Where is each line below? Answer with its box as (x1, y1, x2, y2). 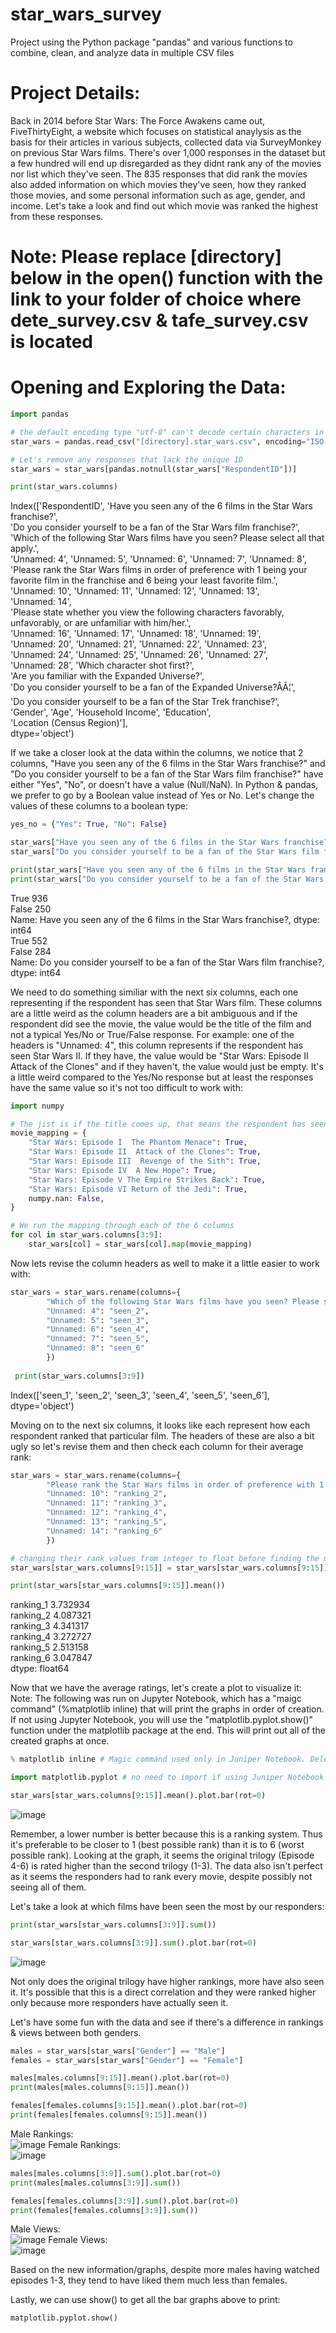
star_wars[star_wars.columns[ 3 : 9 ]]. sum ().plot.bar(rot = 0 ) (10, 1938, 257, 1948)
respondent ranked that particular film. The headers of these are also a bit (10, 1429, 315, 1442)
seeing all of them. (10, 1881, 87, 1893)
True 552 (10, 934, 48, 947)
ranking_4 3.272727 (10, 1631, 92, 1643)
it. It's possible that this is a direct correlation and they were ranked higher (10, 1986, 317, 1998)
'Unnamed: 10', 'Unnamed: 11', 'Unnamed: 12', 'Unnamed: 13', (10, 585, 260, 597)
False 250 (10, 903, 52, 915)
